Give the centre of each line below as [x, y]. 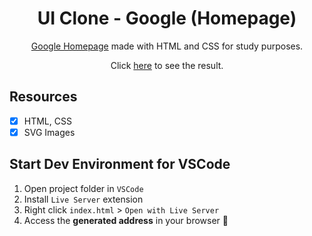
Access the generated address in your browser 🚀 [126, 220]
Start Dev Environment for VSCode [120, 164]
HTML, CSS [47, 121]
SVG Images [49, 132]
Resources [43, 97]
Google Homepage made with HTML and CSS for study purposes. [167, 46]
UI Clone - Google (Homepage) [167, 18]
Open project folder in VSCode [83, 188]
